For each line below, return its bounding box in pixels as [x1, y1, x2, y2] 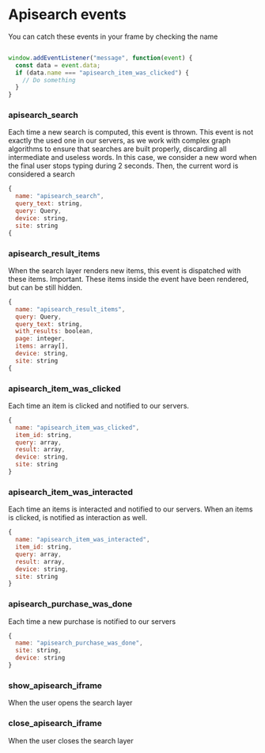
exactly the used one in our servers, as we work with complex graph [8, 136, 231, 146]
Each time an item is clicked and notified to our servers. [8, 401, 190, 410]
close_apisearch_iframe [8, 718, 103, 729]
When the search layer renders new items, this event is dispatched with [8, 265, 241, 275]
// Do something [22, 76, 77, 84]
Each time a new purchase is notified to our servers [8, 616, 176, 626]
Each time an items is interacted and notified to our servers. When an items [8, 504, 253, 514]
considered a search [8, 169, 75, 179]
